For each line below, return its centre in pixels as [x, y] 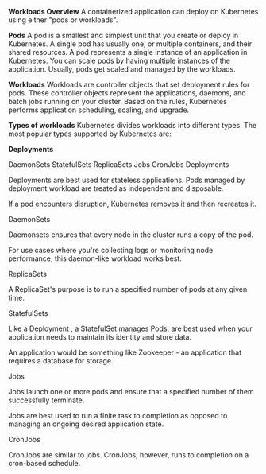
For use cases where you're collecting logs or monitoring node [111, 250]
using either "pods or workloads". [63, 20]
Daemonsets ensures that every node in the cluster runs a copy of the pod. [131, 235]
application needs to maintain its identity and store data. [100, 337]
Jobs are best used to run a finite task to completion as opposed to [118, 416]
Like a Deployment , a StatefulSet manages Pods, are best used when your [130, 328]
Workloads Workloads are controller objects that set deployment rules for [129, 84]
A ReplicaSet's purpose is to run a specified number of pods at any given [128, 289]
